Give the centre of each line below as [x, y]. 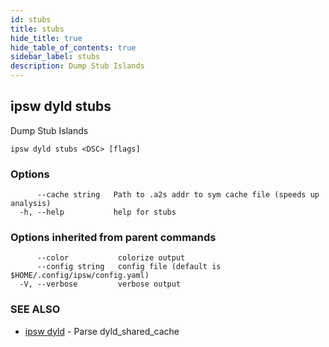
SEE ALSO [35, 309]
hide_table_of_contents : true [73, 47]
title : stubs [37, 29]
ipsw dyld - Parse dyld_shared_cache [102, 331]
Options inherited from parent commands [113, 238]
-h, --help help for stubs [98, 212]
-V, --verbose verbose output [100, 284]
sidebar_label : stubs [55, 57]
